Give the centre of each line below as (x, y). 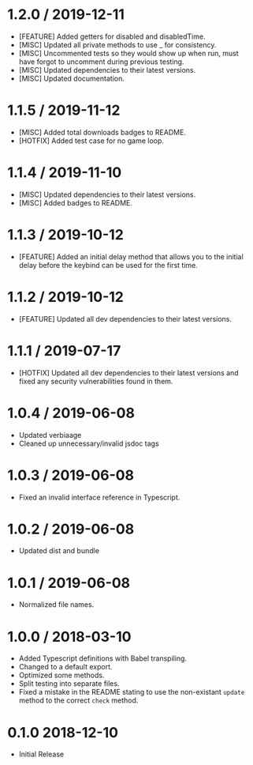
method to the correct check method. (78, 700)
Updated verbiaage (50, 435)
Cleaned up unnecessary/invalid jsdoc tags (89, 443)
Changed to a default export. (65, 667)
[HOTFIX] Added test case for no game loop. (91, 141)
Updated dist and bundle (59, 551)
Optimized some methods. (61, 675)
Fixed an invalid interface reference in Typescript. (99, 497)
